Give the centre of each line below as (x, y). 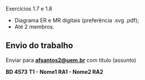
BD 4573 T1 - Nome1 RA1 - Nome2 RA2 (55, 72)
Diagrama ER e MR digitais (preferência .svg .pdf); (77, 20)
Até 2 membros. (34, 27)
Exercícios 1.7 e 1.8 (29, 9)
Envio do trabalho (40, 45)
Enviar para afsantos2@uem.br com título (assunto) (71, 60)
